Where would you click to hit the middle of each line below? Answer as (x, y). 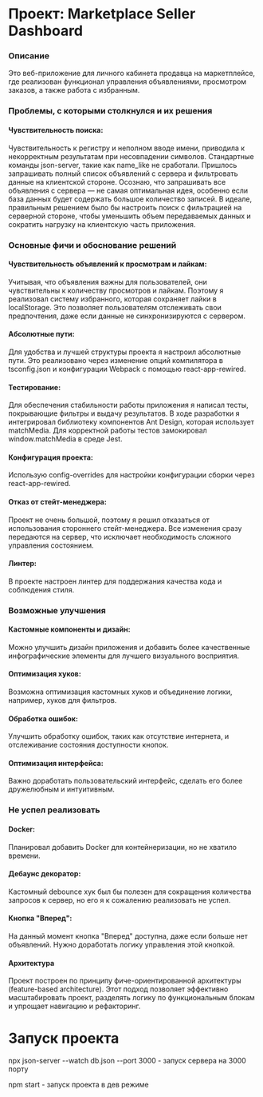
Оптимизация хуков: (45, 674)
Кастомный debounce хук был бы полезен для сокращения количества (130, 892)
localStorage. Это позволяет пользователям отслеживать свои (115, 307)
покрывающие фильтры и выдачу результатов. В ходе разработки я (124, 413)
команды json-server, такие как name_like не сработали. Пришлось (123, 165)
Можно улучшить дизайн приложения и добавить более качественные (129, 647)
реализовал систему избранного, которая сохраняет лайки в (112, 299)
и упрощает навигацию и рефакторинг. (75, 1006)
